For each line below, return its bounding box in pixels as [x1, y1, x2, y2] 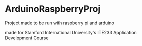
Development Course [5, 35, 49, 41]
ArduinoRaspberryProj [5, 3, 101, 15]
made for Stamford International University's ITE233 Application [5, 29, 137, 35]
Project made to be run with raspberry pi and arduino [5, 20, 115, 26]
